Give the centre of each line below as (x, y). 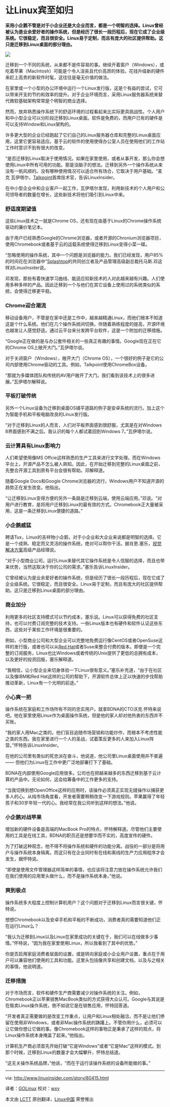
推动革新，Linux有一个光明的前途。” (42, 682)
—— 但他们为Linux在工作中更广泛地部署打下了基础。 (60, 762)
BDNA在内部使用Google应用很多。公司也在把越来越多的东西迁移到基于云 (81, 773)
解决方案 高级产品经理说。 (32, 550)
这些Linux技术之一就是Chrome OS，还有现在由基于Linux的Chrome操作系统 (83, 221)
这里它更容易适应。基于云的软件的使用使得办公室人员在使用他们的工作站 (89, 141)
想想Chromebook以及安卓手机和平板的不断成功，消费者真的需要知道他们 (81, 920)
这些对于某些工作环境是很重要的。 (49, 629)
